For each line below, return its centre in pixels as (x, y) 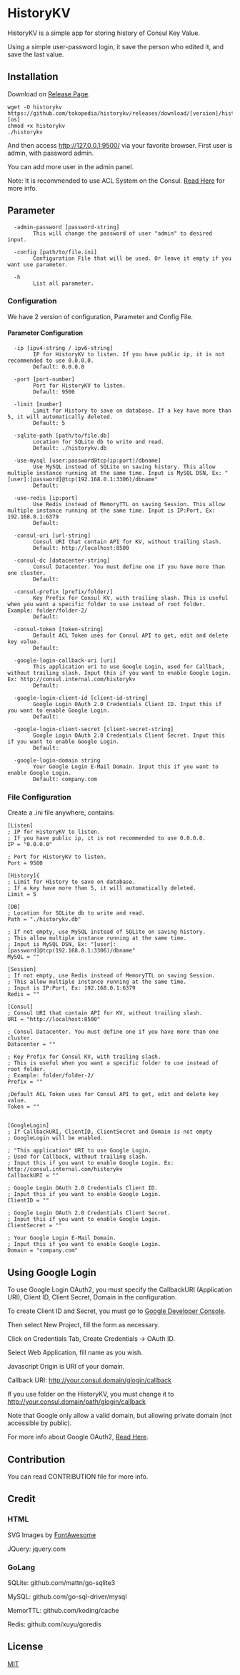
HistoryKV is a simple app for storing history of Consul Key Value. (104, 33)
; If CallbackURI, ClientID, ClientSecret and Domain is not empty (110, 1132)
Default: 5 (49, 423)
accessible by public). (40, 1423)
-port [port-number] (44, 380)
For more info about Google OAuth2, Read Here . (78, 1437)
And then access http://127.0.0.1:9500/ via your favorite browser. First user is (120, 145)
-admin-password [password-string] (67, 227)
